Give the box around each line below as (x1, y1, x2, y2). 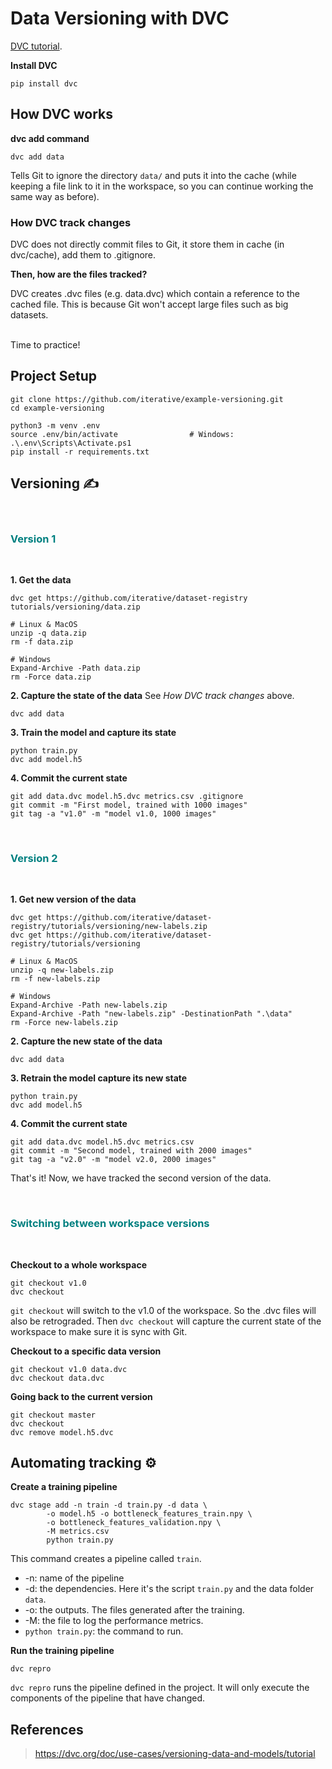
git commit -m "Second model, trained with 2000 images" (10, 1146, 253, 1156)
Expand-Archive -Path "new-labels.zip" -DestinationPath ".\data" (10, 1009, 293, 1019)
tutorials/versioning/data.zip (10, 602, 141, 612)
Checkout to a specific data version (10, 1345, 162, 1357)
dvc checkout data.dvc (10, 1373, 105, 1383)
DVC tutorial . (10, 40, 63, 52)
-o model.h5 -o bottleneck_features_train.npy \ (46, 1509, 253, 1519)
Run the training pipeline (10, 1645, 115, 1657)
